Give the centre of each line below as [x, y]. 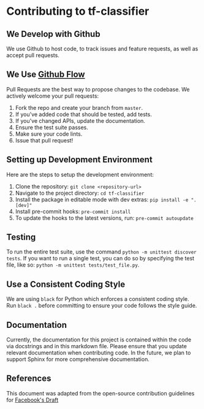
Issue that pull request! [44, 140]
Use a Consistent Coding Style [66, 284]
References [29, 379]
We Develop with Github [53, 34]
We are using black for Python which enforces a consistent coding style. [98, 299]
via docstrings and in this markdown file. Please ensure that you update [96, 346]
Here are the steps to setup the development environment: [80, 174]
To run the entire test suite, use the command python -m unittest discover [102, 252]
